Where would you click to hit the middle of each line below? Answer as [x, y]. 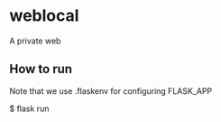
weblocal [44, 16]
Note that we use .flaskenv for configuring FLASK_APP [111, 90]
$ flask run [29, 108]
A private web [35, 41]
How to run [41, 69]
